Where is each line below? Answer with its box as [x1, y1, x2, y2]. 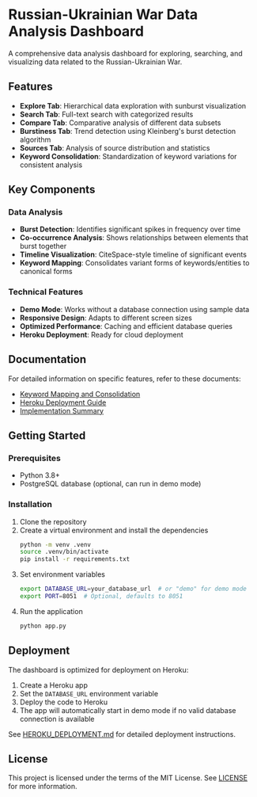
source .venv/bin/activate [19, 548, 109, 556]
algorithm [19, 135, 51, 144]
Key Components [8, 183, 96, 196]
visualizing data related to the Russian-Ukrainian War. [8, 57, 183, 67]
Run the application [19, 606, 83, 616]
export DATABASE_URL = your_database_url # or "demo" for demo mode [19, 585, 248, 593]
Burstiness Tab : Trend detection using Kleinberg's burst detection [19, 126, 236, 135]
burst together [19, 242, 67, 251]
